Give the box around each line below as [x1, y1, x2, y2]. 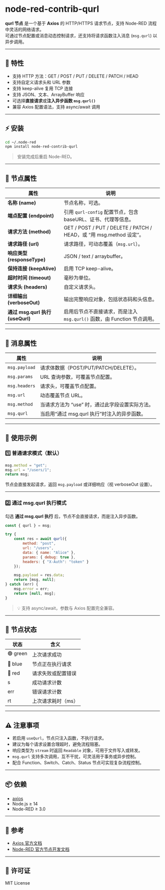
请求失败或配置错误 [31, 670, 77, 677]
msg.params [7, 373, 33, 379]
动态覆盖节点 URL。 [40, 392, 86, 399]
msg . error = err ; [14, 586, 50, 592]
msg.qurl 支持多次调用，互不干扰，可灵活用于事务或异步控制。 [12, 753, 139, 760]
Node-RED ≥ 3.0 [12, 806, 46, 812]
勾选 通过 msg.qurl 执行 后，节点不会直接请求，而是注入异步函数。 [5, 513, 140, 519]
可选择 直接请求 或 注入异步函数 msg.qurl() [12, 97, 96, 104]
